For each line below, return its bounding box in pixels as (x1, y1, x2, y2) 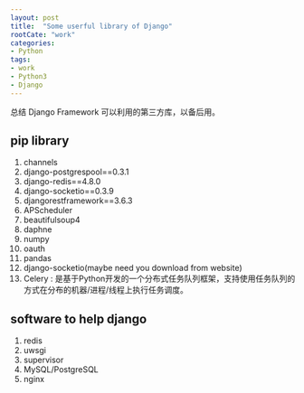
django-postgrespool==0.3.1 (23, 166, 129, 177)
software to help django (10, 311, 147, 326)
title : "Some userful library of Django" (10, 22, 173, 31)
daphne (23, 224, 52, 235)
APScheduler (23, 205, 73, 216)
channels (23, 157, 58, 168)
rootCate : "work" (10, 30, 76, 39)
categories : (10, 38, 55, 48)
